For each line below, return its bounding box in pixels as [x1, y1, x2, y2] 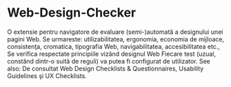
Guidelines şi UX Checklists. [7, 71, 88, 80]
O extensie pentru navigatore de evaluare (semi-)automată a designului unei [7, 28, 223, 36]
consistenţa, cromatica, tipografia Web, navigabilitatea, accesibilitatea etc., [7, 42, 221, 50]
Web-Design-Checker [7, 5, 137, 21]
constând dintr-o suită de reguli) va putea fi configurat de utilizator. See [7, 57, 210, 65]
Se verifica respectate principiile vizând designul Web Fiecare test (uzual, [7, 50, 216, 58]
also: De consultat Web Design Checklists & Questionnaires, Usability [7, 64, 204, 72]
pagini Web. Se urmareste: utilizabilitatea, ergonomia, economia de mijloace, [7, 35, 225, 43]
